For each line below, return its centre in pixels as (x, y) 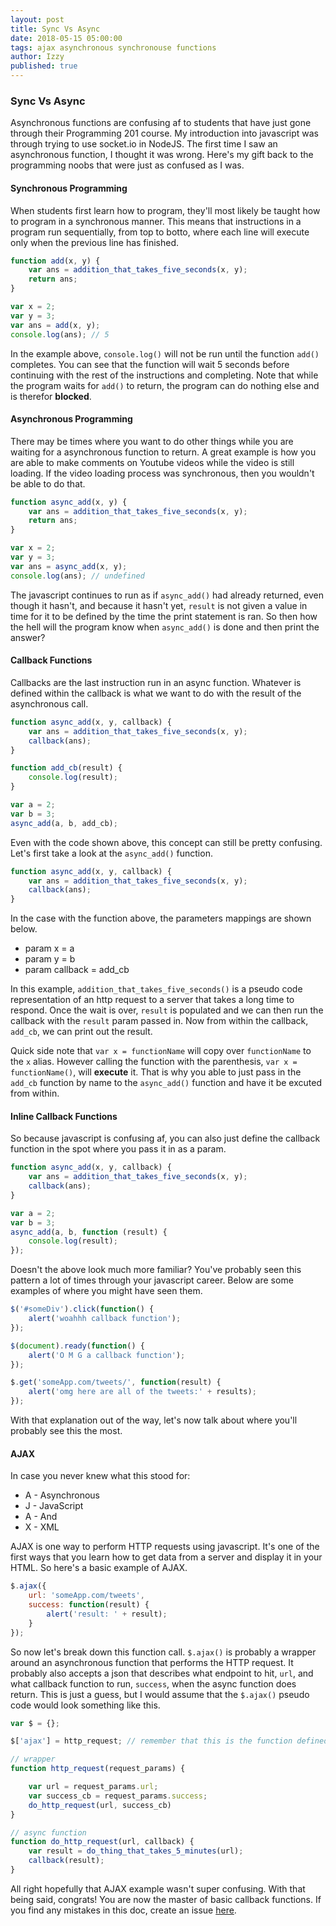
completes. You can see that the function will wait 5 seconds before (150, 364)
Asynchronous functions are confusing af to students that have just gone (161, 123)
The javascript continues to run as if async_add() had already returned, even (167, 595)
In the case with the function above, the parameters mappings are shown (161, 918)
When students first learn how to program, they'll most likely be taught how (165, 210)
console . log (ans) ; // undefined (77, 576)
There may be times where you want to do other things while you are (152, 441)
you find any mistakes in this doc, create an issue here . (123, 1910)
